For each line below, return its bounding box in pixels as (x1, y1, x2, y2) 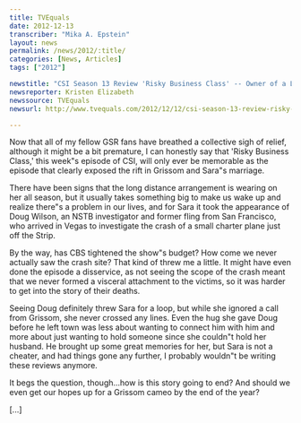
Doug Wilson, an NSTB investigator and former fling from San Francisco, (9, 211, 277, 222)
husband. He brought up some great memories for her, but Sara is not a (9, 341, 273, 352)
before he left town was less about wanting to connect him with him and (9, 322, 275, 332)
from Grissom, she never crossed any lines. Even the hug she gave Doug (9, 313, 279, 324)
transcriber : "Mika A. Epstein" (9, 30, 130, 39)
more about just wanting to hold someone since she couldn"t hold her (9, 332, 267, 342)
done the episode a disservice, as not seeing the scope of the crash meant (9, 266, 286, 278)
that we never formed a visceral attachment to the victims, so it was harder (9, 276, 286, 287)
